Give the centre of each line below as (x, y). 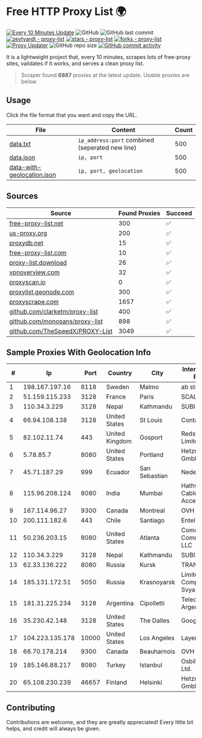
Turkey (116, 665)
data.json (22, 157)
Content (124, 130)
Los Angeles (157, 638)
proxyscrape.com (34, 301)
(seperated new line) (107, 147)
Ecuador (118, 472)
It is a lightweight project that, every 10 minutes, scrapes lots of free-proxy (99, 57)
